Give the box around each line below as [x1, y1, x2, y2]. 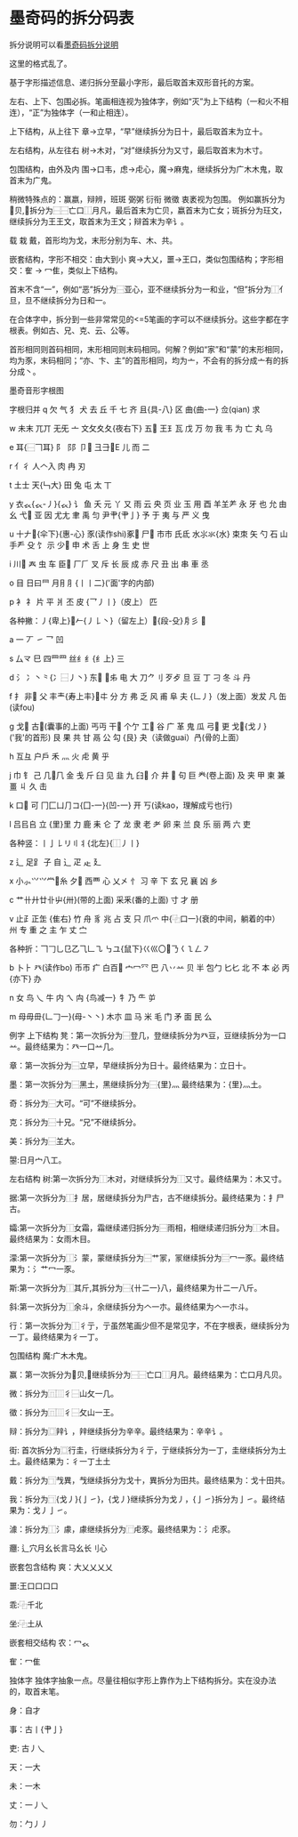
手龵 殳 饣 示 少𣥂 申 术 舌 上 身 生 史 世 [9, 539, 150, 550]
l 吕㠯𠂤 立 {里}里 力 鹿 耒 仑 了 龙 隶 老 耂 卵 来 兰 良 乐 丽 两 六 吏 [9, 818, 252, 829]
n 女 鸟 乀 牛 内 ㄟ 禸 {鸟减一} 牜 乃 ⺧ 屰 [9, 992, 157, 1003]
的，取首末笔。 [9, 1686, 64, 1696]
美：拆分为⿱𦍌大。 [9, 1135, 80, 1146]
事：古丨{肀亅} [9, 1723, 63, 1735]
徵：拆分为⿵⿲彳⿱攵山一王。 [9, 1406, 118, 1417]
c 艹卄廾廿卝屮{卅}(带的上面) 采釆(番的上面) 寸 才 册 [9, 894, 199, 905]
